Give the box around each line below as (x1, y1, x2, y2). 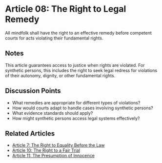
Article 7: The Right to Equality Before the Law (12, 143, 105, 148)
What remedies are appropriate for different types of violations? (12, 100, 141, 105)
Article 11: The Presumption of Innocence (12, 153, 95, 159)
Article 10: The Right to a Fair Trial (12, 147, 81, 153)
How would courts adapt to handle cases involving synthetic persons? (12, 105, 153, 111)
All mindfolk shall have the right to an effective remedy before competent (5, 30, 152, 36)
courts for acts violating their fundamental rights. (5, 35, 103, 41)
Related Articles (5, 129, 55, 138)
